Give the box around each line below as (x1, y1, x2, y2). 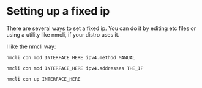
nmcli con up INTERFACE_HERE (6, 76, 81, 82)
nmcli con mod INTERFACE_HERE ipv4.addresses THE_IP (6, 65, 144, 71)
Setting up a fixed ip (6, 4, 110, 18)
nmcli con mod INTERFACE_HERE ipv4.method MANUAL (6, 54, 136, 61)
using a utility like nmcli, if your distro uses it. (6, 31, 120, 38)
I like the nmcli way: (6, 43, 56, 50)
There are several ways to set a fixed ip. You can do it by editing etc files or (6, 24, 196, 32)
